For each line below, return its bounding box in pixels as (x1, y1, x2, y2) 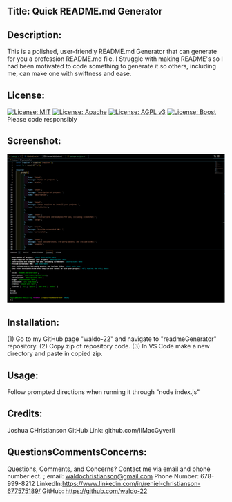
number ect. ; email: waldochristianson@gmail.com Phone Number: (7, 472, 199, 480)
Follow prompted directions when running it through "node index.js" (7, 387, 200, 396)
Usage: (7, 369, 39, 381)
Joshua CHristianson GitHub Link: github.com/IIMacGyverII (7, 426, 175, 434)
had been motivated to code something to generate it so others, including (7, 62, 216, 71)
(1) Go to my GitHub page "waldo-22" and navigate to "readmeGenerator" (7, 335, 217, 343)
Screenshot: (7, 135, 61, 147)
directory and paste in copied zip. (7, 349, 103, 358)
